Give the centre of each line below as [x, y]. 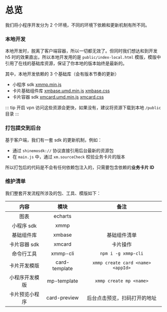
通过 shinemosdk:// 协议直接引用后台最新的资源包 [63, 151]
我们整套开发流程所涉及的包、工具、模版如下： [53, 193]
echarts [63, 216]
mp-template [63, 281]
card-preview [63, 298]
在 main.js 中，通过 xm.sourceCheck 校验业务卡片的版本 [69, 156]
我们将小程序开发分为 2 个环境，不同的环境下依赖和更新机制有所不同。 [78, 25]
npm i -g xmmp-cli [122, 253]
